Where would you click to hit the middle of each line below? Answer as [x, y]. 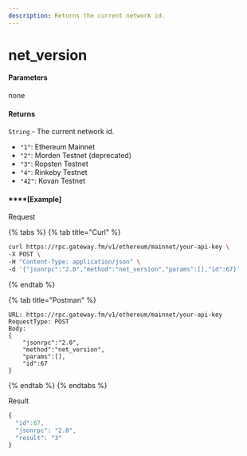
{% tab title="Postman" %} [53, 299]
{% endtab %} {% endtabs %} [58, 385]
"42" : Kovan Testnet [53, 181]
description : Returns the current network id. [87, 16]
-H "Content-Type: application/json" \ [74, 262]
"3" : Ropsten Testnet [54, 164]
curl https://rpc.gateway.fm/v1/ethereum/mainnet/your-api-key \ [119, 247]
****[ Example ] [35, 199]
